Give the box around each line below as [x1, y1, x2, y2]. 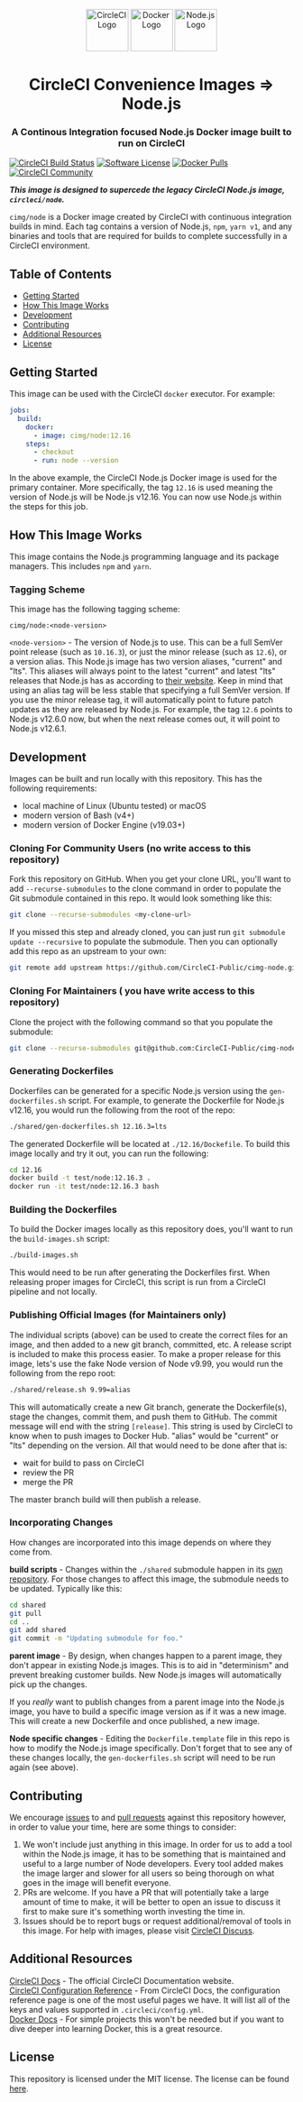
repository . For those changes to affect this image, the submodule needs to [9, 1574, 289, 1584]
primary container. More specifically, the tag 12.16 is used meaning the [9, 482, 273, 493]
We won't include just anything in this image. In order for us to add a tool [22, 1840, 293, 1850]
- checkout [32, 447, 75, 457]
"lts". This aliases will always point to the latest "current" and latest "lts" [9, 665, 276, 676]
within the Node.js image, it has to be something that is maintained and [22, 1849, 287, 1859]
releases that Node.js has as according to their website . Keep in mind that [9, 675, 283, 686]
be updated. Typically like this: [9, 1583, 123, 1593]
